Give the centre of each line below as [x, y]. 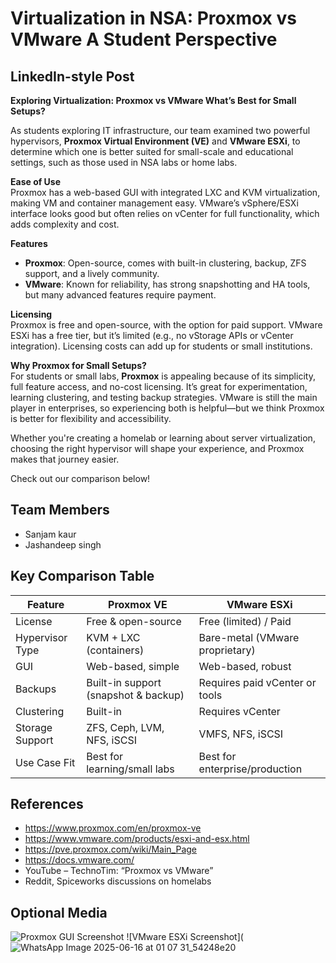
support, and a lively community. [92, 273]
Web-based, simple [133, 666]
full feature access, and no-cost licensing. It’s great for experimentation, [159, 386]
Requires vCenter [239, 711]
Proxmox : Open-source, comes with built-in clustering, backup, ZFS [165, 263]
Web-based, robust [245, 666]
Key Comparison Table [82, 576]
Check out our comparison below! [80, 478]
